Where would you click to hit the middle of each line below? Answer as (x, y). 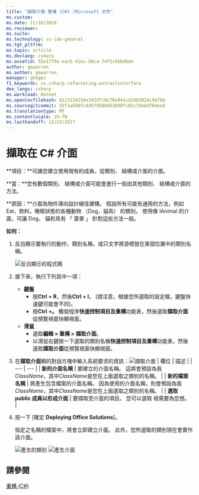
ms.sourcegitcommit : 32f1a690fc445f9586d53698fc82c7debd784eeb (86, 105)
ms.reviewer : (22, 28)
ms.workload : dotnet (32, 94)
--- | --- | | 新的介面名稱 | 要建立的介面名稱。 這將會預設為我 (88, 368)
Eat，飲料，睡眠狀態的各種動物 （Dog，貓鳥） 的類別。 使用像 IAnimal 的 (95, 211)
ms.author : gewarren (32, 72)
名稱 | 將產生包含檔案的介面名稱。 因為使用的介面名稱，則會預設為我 (98, 383)
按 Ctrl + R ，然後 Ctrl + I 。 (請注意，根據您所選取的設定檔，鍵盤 (109, 297)
